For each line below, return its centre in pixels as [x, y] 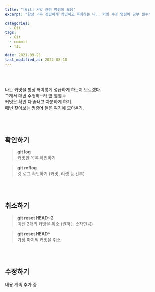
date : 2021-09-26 [23, 55]
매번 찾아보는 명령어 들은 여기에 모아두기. [45, 108]
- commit [19, 42]
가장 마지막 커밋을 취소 [39, 240]
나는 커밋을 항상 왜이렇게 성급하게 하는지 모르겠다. [53, 89]
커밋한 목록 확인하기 [36, 158]
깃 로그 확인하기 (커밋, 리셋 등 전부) [51, 174]
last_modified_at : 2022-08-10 [36, 60]
